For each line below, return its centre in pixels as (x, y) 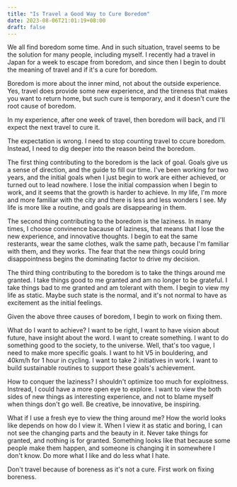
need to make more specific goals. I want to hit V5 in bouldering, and (108, 353)
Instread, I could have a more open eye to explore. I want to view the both (114, 389)
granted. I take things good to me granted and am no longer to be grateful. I (117, 280)
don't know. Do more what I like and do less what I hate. (89, 456)
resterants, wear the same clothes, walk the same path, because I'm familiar (118, 244)
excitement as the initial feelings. (55, 303)
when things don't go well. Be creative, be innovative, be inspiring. (104, 404)
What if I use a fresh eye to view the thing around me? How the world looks (117, 418)
